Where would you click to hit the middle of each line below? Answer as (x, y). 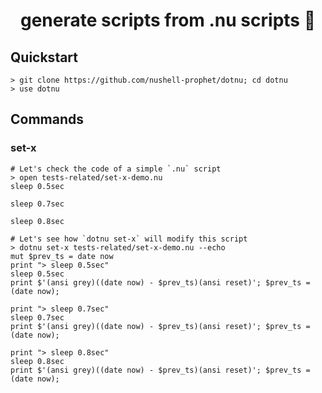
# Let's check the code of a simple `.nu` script (116, 169)
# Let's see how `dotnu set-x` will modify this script (129, 239)
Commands (47, 119)
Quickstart (44, 57)
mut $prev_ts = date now (62, 256)
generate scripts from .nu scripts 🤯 (168, 20)
